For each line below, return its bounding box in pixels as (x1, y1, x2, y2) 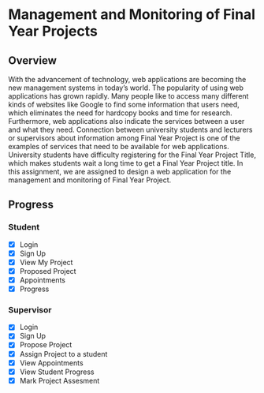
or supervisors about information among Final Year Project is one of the (8, 133, 240, 143)
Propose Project (19, 340, 73, 350)
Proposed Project (19, 266, 76, 275)
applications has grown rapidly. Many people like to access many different (8, 92, 249, 100)
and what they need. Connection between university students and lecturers (8, 125, 253, 134)
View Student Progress (19, 367, 95, 376)
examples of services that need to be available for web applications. (8, 142, 230, 151)
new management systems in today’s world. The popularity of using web (8, 83, 244, 92)
